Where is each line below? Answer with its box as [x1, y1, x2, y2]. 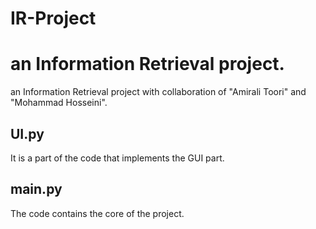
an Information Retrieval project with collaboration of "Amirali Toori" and [10, 86, 307, 98]
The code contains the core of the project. [10, 207, 185, 219]
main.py [10, 181, 63, 198]
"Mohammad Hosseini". [10, 97, 108, 109]
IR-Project [10, 7, 97, 30]
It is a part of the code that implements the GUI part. [10, 152, 225, 164]
